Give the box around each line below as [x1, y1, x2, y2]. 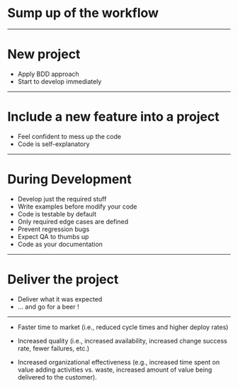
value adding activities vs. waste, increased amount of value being [17, 365, 212, 374]
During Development [7, 172, 132, 187]
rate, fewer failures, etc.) [17, 344, 90, 353]
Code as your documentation [17, 240, 103, 248]
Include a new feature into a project [7, 109, 220, 125]
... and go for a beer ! [17, 302, 79, 311]
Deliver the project [7, 271, 119, 287]
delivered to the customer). [17, 372, 97, 381]
